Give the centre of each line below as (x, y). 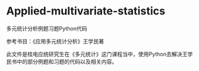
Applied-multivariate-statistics (86, 11)
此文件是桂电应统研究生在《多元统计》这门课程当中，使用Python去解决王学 (99, 54)
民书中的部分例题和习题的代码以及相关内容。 (62, 61)
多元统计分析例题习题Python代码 (47, 28)
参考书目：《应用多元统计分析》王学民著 (55, 41)
